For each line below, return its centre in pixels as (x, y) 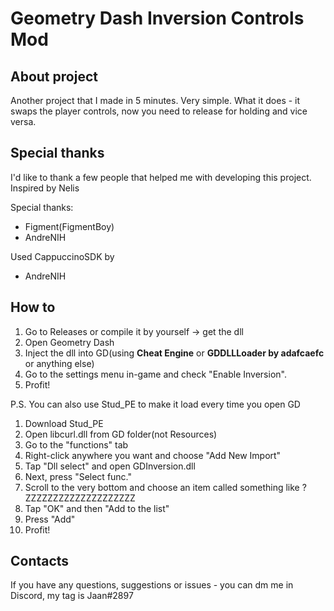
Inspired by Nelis (45, 188)
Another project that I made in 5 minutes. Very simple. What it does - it (155, 100)
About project (54, 76)
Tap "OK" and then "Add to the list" (97, 508)
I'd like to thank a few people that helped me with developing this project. (161, 177)
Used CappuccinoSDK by (62, 256)
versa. (23, 121)
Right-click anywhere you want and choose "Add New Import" (153, 455)
